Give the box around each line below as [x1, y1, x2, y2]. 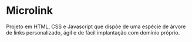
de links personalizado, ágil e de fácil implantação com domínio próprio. [6, 29, 180, 36]
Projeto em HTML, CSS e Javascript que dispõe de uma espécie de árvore [6, 23, 186, 30]
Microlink [6, 4, 53, 17]
